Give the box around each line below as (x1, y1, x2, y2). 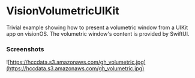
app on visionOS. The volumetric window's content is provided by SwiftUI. (6, 30, 190, 37)
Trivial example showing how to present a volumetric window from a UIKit (6, 24, 188, 31)
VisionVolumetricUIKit (6, 4, 119, 18)
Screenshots (6, 45, 44, 53)
